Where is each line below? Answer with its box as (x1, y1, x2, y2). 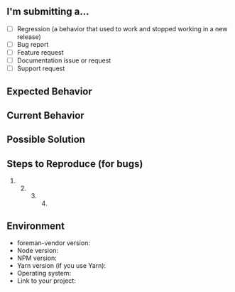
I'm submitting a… (6, 6, 89, 18)
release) (16, 32, 42, 41)
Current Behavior (6, 109, 84, 121)
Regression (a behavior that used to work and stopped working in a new (16, 24, 228, 33)
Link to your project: (16, 276, 76, 285)
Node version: (16, 246, 58, 254)
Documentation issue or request (16, 56, 111, 65)
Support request (16, 64, 65, 73)
